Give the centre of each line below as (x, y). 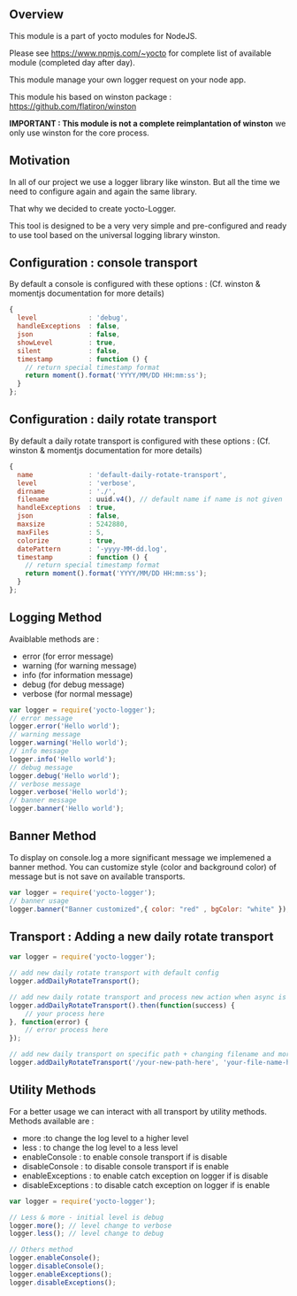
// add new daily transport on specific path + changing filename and (142, 1054)
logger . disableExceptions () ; (63, 1283)
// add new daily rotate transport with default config (114, 973)
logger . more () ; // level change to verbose (91, 1225)
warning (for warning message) (79, 665)
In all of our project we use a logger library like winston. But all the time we (145, 181)
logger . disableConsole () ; (57, 1266)
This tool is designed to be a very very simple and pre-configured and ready (148, 226)
